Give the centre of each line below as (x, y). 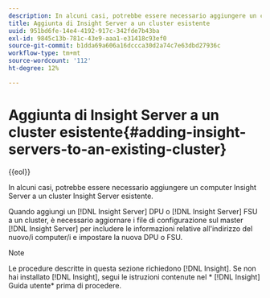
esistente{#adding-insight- (153, 132)
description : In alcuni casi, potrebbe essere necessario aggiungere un (133, 16)
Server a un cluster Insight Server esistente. (81, 196)
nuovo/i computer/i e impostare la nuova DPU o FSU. (96, 237)
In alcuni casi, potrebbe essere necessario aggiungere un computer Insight (133, 187)
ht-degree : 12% (34, 68)
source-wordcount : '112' (50, 61)
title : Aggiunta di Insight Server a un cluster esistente (109, 23)
